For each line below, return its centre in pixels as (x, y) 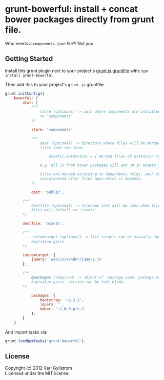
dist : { (30, 102)
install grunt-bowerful (29, 75)
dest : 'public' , (48, 192)
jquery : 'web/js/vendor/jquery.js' (67, 259)
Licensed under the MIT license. (37, 373)
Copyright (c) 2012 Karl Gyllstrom (39, 368)
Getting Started (29, 59)
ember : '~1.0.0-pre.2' (63, 309)
